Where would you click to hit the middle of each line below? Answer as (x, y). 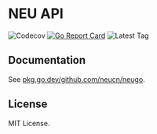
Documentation (47, 60)
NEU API (36, 14)
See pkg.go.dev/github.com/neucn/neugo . (77, 79)
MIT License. (29, 123)
